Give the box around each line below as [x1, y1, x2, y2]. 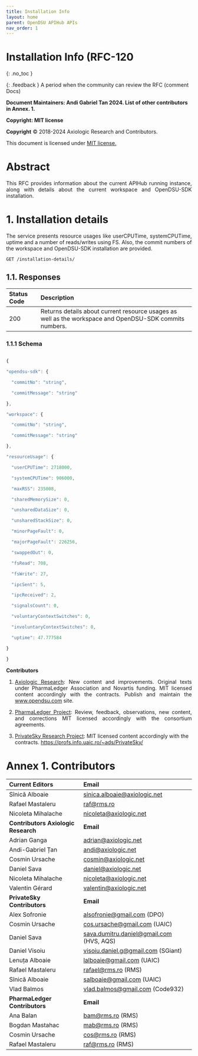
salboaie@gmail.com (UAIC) [83, 975, 162, 983]
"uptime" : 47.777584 [11, 634, 62, 640]
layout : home [6, 14, 38, 20]
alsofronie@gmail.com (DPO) [83, 910, 164, 919]
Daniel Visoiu [9, 947, 45, 955]
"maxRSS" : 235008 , [11, 486, 57, 492]
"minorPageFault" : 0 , [11, 528, 65, 534]
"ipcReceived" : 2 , [11, 592, 57, 598]
